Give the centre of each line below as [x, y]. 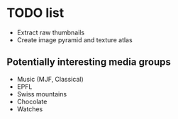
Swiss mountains [42, 94]
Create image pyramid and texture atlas [74, 39]
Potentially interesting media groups [89, 62]
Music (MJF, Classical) [50, 79]
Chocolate [32, 101]
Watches [30, 109]
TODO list [35, 13]
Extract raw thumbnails [51, 32]
